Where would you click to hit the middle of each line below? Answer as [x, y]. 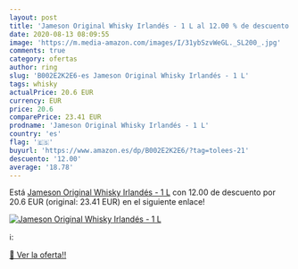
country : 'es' [36, 134]
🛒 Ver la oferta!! [38, 255]
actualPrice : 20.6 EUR [51, 92]
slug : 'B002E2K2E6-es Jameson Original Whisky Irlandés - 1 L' [129, 76]
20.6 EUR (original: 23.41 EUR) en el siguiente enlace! [107, 202]
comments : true [37, 51]
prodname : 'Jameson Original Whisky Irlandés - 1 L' [109, 126]
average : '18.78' [41, 167]
